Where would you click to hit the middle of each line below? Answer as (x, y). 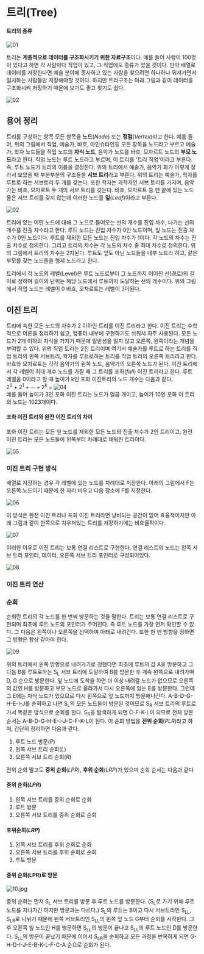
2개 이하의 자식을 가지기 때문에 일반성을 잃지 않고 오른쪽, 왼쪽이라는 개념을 (106, 341)
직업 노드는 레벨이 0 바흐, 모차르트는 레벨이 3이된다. (79, 289)
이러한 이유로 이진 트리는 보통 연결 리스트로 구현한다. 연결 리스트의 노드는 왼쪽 (99, 548)
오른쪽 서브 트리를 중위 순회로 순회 (56, 814)
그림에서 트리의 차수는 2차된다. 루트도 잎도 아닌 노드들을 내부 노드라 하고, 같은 (105, 253)
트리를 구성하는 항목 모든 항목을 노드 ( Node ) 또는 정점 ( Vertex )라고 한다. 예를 (97, 137)
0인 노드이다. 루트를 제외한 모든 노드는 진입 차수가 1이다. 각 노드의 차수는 (104, 238)
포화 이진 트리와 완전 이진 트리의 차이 (49, 417)
